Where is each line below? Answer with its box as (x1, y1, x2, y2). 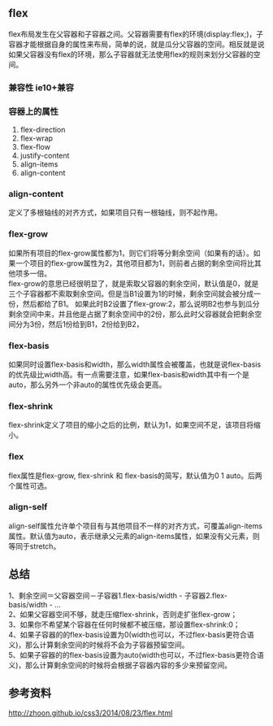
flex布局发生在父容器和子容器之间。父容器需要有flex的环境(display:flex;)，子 (8, 28, 264, 39)
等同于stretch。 (8, 541, 61, 551)
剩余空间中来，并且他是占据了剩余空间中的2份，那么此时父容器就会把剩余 (8, 309, 255, 319)
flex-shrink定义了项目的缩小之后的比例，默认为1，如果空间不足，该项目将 (8, 420, 254, 430)
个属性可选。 (8, 480, 51, 490)
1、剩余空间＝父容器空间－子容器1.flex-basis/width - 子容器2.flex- (8, 590, 227, 600)
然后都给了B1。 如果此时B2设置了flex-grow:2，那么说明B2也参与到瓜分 (22, 298, 260, 308)
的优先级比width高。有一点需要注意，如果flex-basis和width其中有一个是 (8, 369, 249, 379)
